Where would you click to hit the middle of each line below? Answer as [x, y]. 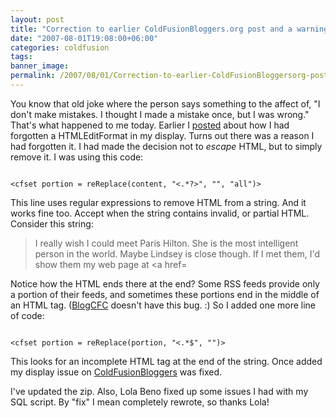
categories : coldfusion [60, 47]
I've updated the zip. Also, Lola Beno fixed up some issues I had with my [159, 391]
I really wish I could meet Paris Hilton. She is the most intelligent [166, 243]
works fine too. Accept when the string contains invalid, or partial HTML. [160, 213]
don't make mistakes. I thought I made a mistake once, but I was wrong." [160, 114]
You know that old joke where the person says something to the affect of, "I [165, 103]
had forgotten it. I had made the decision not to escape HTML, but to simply [166, 146]
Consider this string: [52, 223]
